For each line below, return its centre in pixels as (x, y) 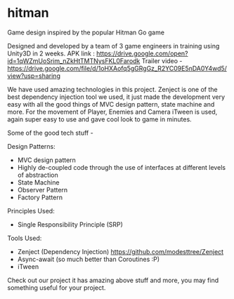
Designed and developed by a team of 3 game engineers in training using (113, 46)
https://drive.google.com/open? (142, 53)
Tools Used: (25, 238)
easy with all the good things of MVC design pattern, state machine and (111, 104)
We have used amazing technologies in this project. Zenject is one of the (112, 89)
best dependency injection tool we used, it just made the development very (116, 97)
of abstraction (38, 175)
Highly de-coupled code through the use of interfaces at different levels (122, 167)
